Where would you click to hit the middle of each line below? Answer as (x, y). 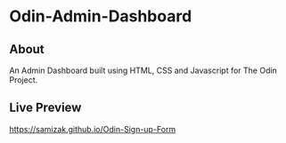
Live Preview (45, 108)
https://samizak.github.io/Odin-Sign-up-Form (93, 129)
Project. (24, 80)
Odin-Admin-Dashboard (101, 16)
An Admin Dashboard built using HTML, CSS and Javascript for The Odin (143, 70)
